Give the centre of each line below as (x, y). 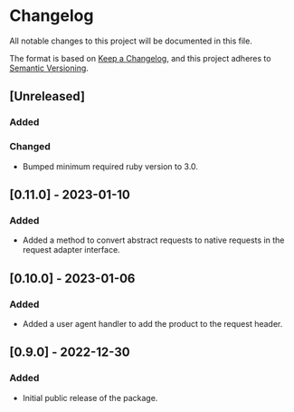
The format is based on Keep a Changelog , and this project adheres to (140, 58)
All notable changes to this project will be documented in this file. (131, 41)
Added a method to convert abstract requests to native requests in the (153, 240)
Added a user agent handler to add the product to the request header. (152, 323)
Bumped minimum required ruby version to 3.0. (110, 166)
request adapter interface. (71, 250)
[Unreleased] (47, 96)
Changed (30, 147)
